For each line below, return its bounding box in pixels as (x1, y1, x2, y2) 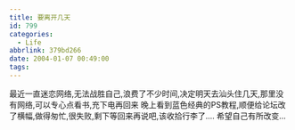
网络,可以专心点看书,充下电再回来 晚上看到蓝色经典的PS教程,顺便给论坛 (16, 99, 278, 110)
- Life (17, 37, 42, 47)
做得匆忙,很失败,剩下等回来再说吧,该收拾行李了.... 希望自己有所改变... (35, 110, 287, 121)
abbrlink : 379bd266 (9, 46, 82, 55)
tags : (9, 63, 29, 72)
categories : (9, 29, 53, 38)
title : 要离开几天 (9, 12, 71, 22)
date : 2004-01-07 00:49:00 (9, 54, 110, 63)
